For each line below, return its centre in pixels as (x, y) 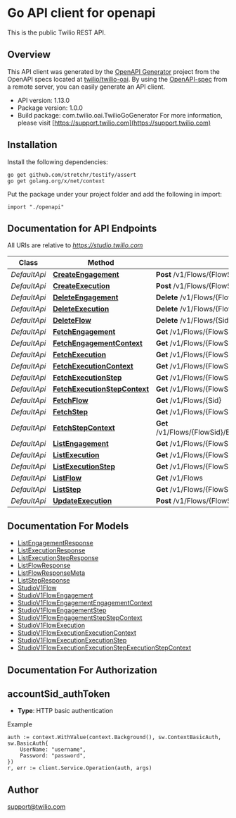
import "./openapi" (36, 207)
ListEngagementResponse (55, 543)
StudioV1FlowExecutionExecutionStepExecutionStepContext (104, 648)
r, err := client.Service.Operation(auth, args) (80, 768)
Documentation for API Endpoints (82, 228)
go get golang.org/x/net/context (56, 181)
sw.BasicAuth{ (28, 744)
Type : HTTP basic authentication (65, 711)
